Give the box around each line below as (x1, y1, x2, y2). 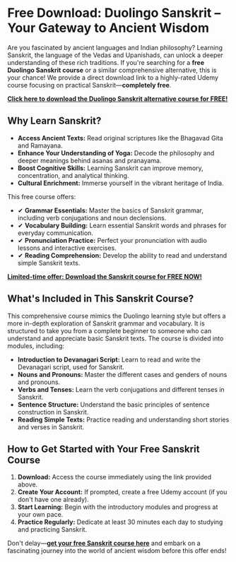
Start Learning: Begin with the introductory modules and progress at (17, 503, 218, 511)
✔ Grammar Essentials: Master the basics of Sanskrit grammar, (17, 206, 203, 215)
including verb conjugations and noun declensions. (17, 213, 167, 222)
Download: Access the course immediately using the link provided (17, 473, 212, 482)
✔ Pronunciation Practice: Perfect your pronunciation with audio (17, 236, 207, 244)
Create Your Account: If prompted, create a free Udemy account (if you (17, 488, 228, 496)
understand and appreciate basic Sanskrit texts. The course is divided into (7, 334, 224, 342)
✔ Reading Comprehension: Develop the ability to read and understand (17, 251, 228, 259)
